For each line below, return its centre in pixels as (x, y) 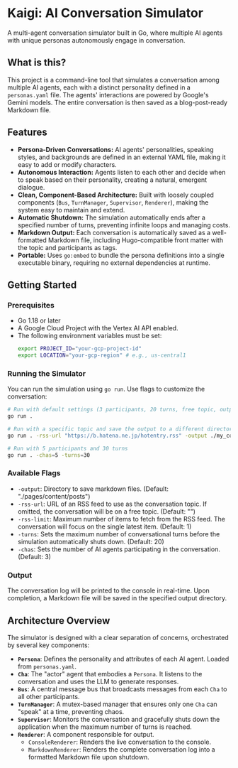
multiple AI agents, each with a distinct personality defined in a (99, 87)
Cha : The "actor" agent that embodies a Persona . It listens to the (110, 674)
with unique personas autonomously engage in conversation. (96, 40)
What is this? (37, 63)
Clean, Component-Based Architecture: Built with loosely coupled (116, 195)
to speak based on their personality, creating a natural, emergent (112, 180)
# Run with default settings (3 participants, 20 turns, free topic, (112, 410)
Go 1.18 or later (39, 320)
